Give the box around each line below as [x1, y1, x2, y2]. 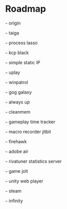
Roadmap [5, 3, 46, 15]
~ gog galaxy [5, 89, 32, 95]
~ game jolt [5, 168, 28, 174]
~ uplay [5, 69, 20, 75]
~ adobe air [5, 148, 29, 154]
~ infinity [5, 197, 23, 204]
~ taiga [5, 30, 19, 36]
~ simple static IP [5, 59, 40, 65]
